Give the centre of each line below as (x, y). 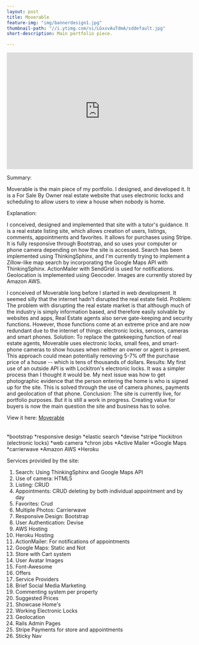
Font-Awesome (34, 567)
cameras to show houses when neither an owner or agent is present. (107, 350)
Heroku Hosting (34, 535)
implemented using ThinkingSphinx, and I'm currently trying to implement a (98, 256)
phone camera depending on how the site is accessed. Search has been (94, 250)
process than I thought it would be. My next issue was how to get (86, 375)
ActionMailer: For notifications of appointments (72, 542)
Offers (23, 573)
